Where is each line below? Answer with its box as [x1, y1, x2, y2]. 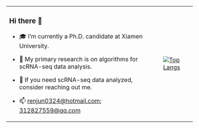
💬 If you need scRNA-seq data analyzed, [19, 76, 133, 84]
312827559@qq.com [19, 106, 81, 114]
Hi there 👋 [9, 17, 43, 26]
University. [19, 41, 49, 50]
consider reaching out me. [19, 83, 92, 91]
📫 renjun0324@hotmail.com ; [19, 97, 102, 105]
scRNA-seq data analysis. [19, 62, 92, 70]
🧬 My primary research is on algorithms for [19, 55, 138, 63]
